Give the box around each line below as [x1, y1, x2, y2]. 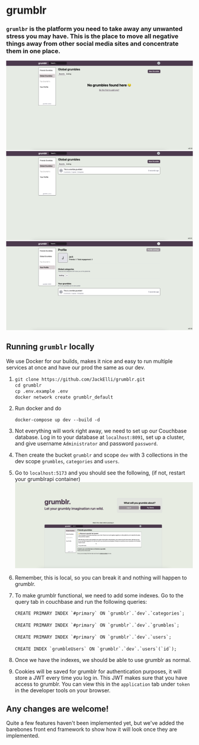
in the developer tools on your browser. [14, 686, 111, 694]
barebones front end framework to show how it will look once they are [6, 726, 178, 733]
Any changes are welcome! [6, 703, 109, 714]
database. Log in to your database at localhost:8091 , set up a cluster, [14, 434, 185, 441]
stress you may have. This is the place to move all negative [6, 32, 179, 40]
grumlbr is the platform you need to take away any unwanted [6, 25, 183, 33]
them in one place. [6, 47, 61, 55]
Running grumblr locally [6, 342, 95, 352]
